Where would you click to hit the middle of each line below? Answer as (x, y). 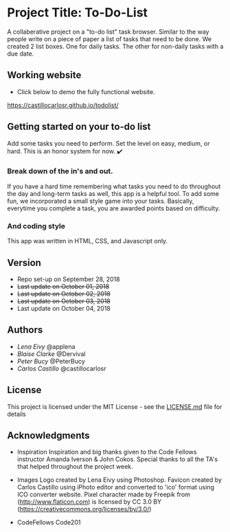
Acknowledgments (49, 435)
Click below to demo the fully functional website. (86, 91)
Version (24, 263)
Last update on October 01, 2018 (63, 286)
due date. (21, 54)
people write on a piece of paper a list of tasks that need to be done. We (109, 38)
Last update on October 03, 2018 (64, 301)
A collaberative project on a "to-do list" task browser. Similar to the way (108, 32)
